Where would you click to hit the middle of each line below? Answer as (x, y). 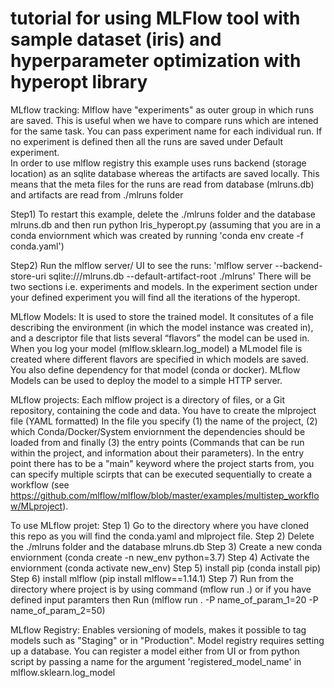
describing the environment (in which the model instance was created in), (162, 327)
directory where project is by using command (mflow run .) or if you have (161, 589)
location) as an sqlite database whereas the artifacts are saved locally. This (165, 173)
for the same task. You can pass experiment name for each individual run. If (166, 131)
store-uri (28, 276)
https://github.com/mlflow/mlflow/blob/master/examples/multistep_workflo (165, 495)
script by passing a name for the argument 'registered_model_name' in (156, 661)
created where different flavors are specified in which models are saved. (159, 359)
